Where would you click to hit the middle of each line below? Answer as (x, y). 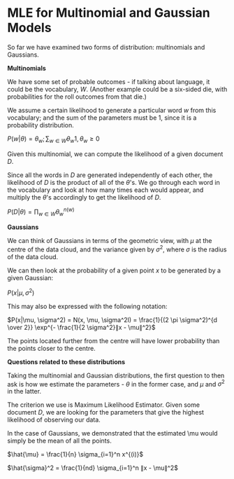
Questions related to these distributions (66, 361)
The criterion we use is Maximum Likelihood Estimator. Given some (104, 405)
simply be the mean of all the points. (59, 441)
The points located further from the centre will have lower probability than (114, 340)
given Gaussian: (30, 277)
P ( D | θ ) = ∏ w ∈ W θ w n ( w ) (41, 212)
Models (29, 28)
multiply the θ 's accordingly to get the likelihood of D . (84, 197)
